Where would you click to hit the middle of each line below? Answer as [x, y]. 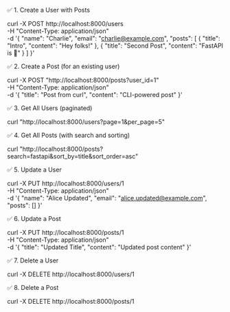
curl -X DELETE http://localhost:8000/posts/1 [71, 301]
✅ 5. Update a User [34, 169]
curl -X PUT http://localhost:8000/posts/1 [66, 232]
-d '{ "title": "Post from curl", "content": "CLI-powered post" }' [95, 95]
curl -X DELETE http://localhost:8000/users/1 [71, 274]
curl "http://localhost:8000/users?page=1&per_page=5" [86, 122]
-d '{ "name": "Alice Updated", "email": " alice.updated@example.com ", [107, 198]
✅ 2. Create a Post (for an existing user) [64, 66]
